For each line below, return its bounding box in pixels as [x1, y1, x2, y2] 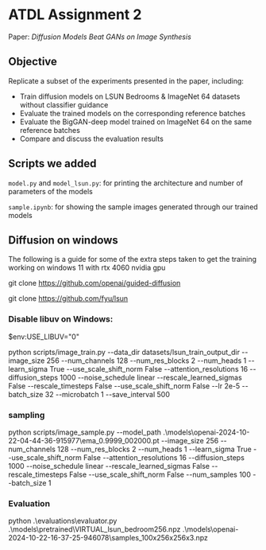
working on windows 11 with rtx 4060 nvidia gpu [8, 263, 166, 272]
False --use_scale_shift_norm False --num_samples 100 [68, 470, 252, 479]
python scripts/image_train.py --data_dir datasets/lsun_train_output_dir [8, 347, 241, 357]
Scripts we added [8, 157, 97, 170]
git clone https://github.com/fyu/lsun [8, 294, 129, 303]
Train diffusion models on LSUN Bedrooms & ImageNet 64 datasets [19, 92, 241, 101]
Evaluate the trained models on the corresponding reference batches [19, 108, 246, 118]
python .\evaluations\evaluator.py [8, 516, 118, 526]
